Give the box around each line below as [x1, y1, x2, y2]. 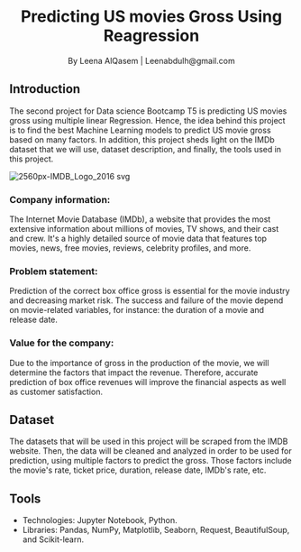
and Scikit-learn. [22, 534, 84, 545]
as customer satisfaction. [9, 386, 104, 397]
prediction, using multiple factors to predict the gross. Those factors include [9, 455, 292, 466]
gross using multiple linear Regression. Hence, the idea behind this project [9, 115, 286, 125]
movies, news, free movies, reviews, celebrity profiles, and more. [9, 243, 251, 253]
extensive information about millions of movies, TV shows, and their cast [9, 224, 279, 235]
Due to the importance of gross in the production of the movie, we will [9, 357, 269, 368]
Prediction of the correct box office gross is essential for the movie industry [9, 286, 290, 297]
